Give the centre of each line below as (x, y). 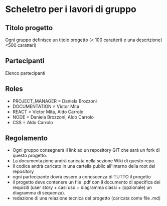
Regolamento (27, 138)
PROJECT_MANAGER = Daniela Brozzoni (54, 101)
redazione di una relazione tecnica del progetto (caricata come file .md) (87, 198)
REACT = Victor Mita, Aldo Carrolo (48, 112)
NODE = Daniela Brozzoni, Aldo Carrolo (53, 117)
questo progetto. (30, 156)
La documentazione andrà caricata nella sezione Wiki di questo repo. (84, 161)
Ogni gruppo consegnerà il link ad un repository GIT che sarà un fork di (86, 150)
